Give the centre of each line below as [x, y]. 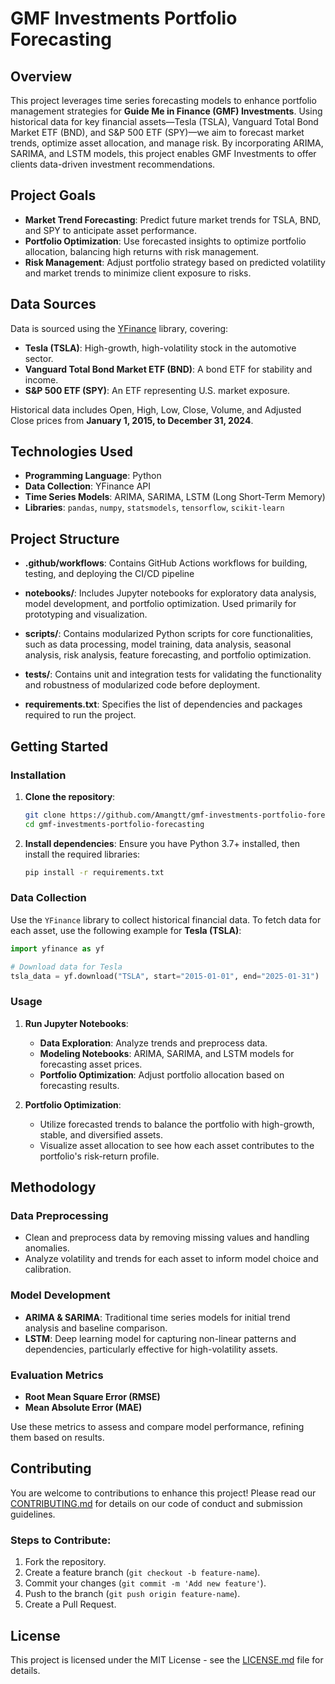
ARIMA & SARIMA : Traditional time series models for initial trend [157, 1317]
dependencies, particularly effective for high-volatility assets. [151, 1349]
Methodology [53, 1187]
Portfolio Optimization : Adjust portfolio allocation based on [162, 1074]
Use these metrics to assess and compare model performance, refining [157, 1427]
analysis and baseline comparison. [96, 1328]
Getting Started [59, 746]
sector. [39, 358]
